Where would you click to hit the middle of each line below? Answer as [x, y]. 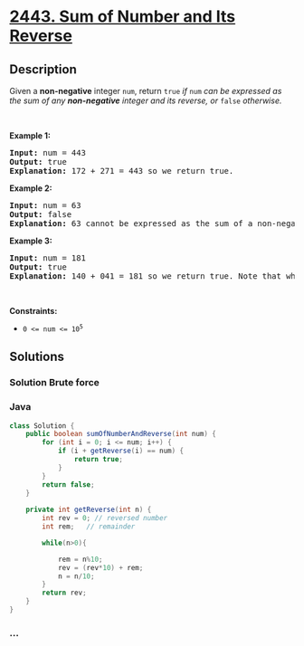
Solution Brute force [54, 383]
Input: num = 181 [47, 258]
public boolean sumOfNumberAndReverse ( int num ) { [121, 434]
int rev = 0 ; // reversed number [105, 518]
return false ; [68, 484]
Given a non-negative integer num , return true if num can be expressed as [146, 91]
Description [43, 69]
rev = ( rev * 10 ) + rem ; [100, 567]
